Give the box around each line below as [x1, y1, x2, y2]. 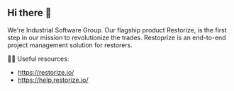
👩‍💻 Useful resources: [7, 54, 69, 63]
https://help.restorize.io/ [17, 75, 89, 84]
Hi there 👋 [7, 7, 52, 19]
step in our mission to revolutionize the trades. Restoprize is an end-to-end [7, 33, 226, 42]
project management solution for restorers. [7, 40, 133, 49]
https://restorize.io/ [17, 68, 74, 76]
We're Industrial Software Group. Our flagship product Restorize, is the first [7, 25, 227, 34]
